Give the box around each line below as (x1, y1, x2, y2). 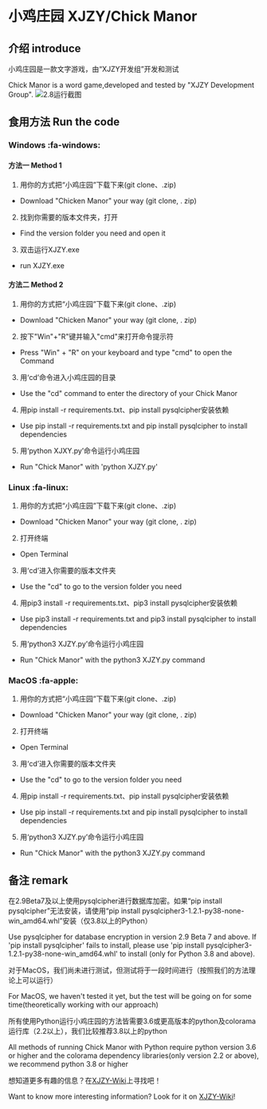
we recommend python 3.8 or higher (8, 1059, 129, 1069)
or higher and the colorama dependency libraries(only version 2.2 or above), (8, 1051, 259, 1060)
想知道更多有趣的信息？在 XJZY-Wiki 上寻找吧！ (8, 1075, 162, 1086)
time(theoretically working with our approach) (8, 1000, 159, 1010)
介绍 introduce (8, 42, 81, 55)
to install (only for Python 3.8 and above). (119, 949, 255, 959)
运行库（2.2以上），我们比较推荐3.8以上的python (8, 1027, 167, 1036)
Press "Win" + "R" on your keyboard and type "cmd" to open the (19, 347, 233, 357)
